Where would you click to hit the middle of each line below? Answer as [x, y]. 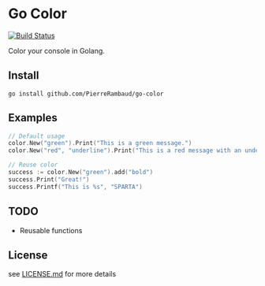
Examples [33, 118]
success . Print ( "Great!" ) [49, 179]
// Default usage [37, 136]
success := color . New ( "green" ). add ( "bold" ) [81, 173]
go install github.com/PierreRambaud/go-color [86, 94]
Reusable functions [51, 230]
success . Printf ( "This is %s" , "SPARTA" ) [76, 187]
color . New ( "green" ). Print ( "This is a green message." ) [100, 143]
